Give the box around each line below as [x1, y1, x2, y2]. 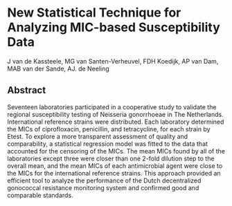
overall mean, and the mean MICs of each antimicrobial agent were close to [7, 161, 223, 170]
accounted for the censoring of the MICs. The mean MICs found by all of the [7, 147, 225, 155]
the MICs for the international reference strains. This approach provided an [7, 169, 221, 177]
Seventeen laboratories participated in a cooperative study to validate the [7, 102, 217, 111]
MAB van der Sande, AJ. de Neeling [7, 64, 109, 73]
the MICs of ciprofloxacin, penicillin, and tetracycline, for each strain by [7, 124, 211, 133]
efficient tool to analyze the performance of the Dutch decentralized [7, 176, 202, 185]
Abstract [7, 84, 46, 96]
